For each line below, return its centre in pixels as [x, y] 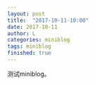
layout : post [26, 14]
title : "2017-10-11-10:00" [48, 20]
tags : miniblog [29, 46]
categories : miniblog [39, 40]
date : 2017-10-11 [32, 27]
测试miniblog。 [29, 74]
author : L [22, 33]
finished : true [29, 53]
